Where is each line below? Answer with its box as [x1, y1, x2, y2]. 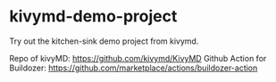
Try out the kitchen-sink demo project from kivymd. [9, 36, 199, 46]
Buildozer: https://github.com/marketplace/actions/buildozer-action [9, 62, 258, 73]
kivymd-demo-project [9, 6, 178, 27]
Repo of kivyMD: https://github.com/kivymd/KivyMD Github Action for [9, 53, 267, 63]
